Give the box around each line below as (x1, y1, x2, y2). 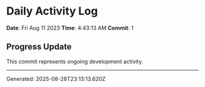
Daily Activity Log (6, 4, 98, 18)
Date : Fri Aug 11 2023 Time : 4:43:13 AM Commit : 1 (6, 24, 134, 31)
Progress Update (6, 42, 72, 52)
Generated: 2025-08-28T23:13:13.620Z (6, 75, 106, 82)
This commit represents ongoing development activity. (6, 57, 143, 65)
